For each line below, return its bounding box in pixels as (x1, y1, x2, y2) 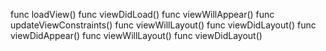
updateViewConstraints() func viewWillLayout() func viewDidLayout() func (10, 19, 317, 31)
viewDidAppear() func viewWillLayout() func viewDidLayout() (10, 30, 263, 41)
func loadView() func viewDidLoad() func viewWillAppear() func (10, 9, 275, 20)
